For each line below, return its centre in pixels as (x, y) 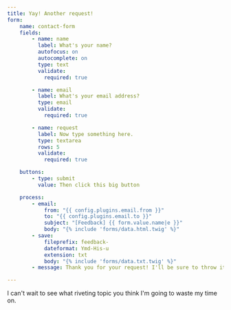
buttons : (32, 173)
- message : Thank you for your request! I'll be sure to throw (124, 268)
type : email (55, 103)
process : (32, 197)
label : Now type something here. (86, 134)
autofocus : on (58, 52)
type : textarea (59, 141)
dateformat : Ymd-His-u (76, 248)
